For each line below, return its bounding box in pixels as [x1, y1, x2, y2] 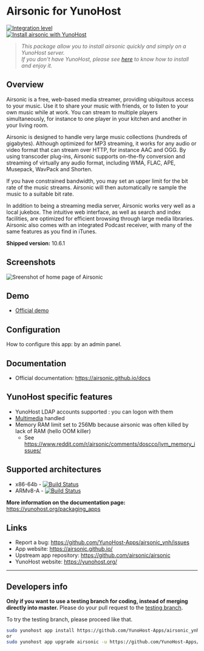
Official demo [15, 307, 49, 314]
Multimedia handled [15, 414, 65, 421]
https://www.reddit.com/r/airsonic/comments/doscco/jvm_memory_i [24, 440, 195, 448]
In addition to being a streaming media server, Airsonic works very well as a [6, 202, 195, 209]
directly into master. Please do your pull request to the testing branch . [6, 604, 183, 612]
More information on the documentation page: [6, 499, 126, 506]
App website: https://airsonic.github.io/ [15, 545, 113, 553]
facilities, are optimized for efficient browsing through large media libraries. [6, 214, 194, 222]
